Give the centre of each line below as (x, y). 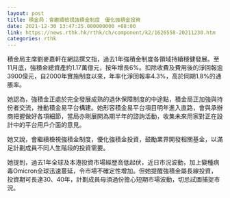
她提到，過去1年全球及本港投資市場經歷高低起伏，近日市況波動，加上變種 (110, 162)
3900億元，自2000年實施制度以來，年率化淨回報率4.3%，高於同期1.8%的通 (114, 76)
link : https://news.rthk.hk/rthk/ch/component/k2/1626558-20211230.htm (111, 32)
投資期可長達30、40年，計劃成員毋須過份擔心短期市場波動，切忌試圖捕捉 (111, 180)
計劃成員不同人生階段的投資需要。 (61, 148)
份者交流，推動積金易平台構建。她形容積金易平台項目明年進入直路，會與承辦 (115, 108)
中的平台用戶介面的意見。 (49, 125)
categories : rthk (32, 39)
